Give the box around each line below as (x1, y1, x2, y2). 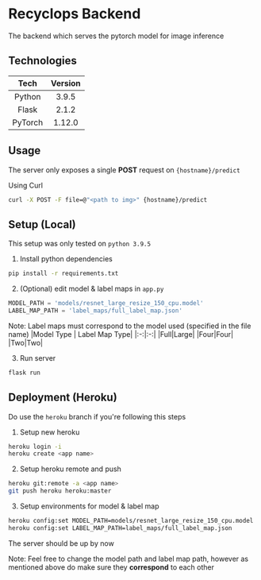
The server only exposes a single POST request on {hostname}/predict (8, 164, 240, 175)
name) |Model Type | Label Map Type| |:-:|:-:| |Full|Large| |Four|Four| (8, 329, 234, 338)
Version (50, 77, 81, 88)
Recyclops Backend (8, 5, 141, 23)
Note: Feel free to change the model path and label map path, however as (8, 554, 248, 563)
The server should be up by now (8, 538, 115, 548)
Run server (19, 353, 56, 362)
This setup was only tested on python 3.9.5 (8, 239, 152, 249)
